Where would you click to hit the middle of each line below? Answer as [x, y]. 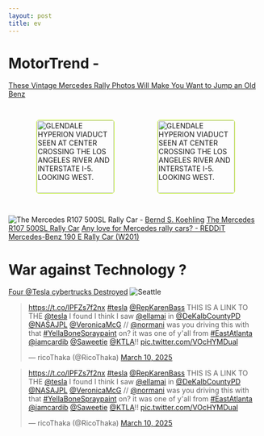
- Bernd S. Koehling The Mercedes [197, 220]
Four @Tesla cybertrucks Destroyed [68, 292]
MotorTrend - [54, 63]
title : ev [25, 23]
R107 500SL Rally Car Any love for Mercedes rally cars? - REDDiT [117, 228]
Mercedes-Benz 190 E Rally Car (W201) [74, 237]
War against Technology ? [98, 269]
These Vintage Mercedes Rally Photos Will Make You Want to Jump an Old [132, 86]
